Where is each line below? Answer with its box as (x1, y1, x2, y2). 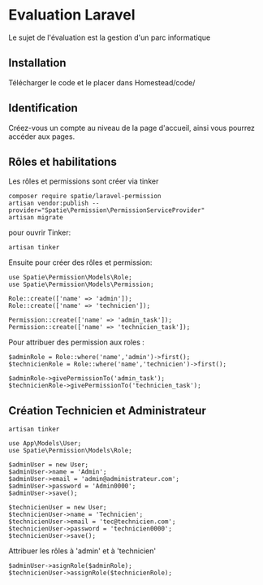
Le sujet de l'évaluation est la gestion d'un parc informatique (8, 32, 211, 42)
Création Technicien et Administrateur (8, 404, 207, 418)
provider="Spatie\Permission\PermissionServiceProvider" (8, 206, 205, 214)
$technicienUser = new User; (8, 504, 107, 512)
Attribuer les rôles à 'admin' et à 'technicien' (8, 546, 157, 556)
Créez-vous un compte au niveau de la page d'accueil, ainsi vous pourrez (8, 123, 256, 132)
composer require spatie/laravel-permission (8, 193, 162, 201)
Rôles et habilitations (8, 154, 118, 168)
